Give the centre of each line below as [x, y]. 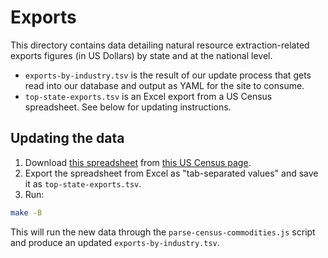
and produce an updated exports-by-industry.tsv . [115, 242]
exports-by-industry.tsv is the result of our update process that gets [168, 75]
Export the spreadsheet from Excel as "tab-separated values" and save [171, 173]
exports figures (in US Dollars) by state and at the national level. [141, 55]
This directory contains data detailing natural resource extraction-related [160, 45]
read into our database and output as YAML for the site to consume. [164, 85]
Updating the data [67, 138]
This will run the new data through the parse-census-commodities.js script [163, 232]
